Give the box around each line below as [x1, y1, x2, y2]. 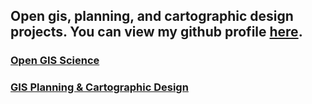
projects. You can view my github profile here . [10, 24, 303, 41]
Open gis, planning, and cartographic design [10, 8, 294, 25]
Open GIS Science [10, 54, 100, 68]
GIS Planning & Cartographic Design [10, 80, 189, 94]
